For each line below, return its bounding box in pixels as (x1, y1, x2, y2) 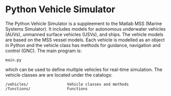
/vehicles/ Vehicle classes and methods (5, 82, 129, 87)
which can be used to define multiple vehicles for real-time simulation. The (5, 66, 162, 73)
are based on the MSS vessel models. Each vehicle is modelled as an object (5, 37, 165, 43)
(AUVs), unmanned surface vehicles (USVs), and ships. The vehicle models (5, 31, 163, 37)
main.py (5, 57, 22, 62)
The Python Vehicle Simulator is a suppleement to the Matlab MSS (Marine (5, 20, 162, 27)
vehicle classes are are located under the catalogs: (5, 71, 113, 78)
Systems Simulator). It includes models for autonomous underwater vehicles (5, 26, 166, 32)
